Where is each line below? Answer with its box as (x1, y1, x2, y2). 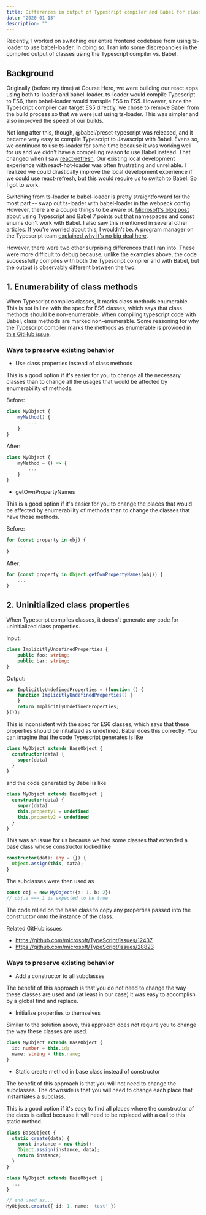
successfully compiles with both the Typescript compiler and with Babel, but (6, 257, 199, 265)
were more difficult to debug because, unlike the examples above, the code (6, 251, 197, 258)
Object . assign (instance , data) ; (17, 1147, 100, 1153)
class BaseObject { (6, 1130, 56, 1136)
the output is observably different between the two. (6, 264, 136, 271)
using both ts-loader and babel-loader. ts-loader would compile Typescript (6, 91, 196, 98)
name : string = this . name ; (12, 1051, 81, 1057)
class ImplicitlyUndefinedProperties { (6, 646, 109, 653)
